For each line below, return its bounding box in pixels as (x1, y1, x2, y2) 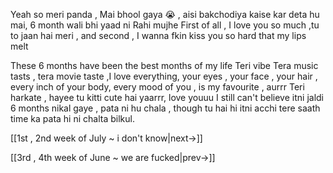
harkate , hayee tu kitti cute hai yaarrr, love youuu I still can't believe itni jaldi (10, 92, 324, 103)
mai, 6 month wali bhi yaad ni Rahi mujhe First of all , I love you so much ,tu (10, 19, 320, 31)
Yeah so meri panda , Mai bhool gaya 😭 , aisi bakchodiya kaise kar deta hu (10, 9, 320, 20)
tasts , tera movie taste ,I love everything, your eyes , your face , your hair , (10, 70, 318, 82)
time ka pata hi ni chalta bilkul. (10, 113, 135, 124)
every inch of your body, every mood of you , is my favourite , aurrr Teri (10, 81, 305, 93)
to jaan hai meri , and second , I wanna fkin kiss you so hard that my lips (10, 30, 307, 41)
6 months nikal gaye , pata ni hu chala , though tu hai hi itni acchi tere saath (10, 102, 321, 114)
